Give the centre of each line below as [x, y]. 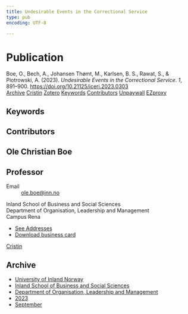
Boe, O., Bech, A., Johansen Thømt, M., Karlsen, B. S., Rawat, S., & [88, 74]
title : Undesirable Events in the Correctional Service [77, 12]
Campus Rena [23, 217]
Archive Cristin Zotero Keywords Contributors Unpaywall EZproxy [86, 93]
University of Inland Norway [49, 280]
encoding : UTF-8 [26, 23]
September [29, 304]
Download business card [45, 235]
